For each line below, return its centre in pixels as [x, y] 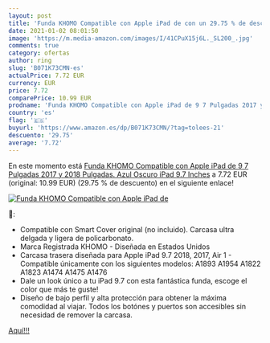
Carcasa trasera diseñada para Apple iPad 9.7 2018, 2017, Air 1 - [126, 255]
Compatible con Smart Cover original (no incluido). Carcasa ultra [127, 229]
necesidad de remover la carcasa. [76, 315]
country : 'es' [32, 113]
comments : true [34, 46]
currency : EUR [32, 83]
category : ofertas [39, 53]
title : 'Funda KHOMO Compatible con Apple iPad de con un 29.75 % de [127, 23]
